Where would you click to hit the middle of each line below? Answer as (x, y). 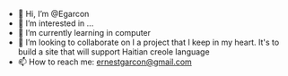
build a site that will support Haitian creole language (113, 52)
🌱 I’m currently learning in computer (84, 33)
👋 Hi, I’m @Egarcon (53, 14)
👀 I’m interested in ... (56, 23)
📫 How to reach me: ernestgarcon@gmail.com (105, 62)
